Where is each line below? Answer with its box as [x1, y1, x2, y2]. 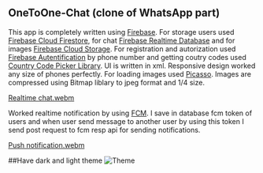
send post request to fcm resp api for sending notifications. [8, 125, 201, 134]
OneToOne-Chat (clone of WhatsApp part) [8, 6, 220, 20]
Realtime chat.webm [8, 92, 75, 102]
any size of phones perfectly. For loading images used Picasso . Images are [8, 69, 252, 78]
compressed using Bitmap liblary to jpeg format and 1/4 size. [8, 77, 205, 87]
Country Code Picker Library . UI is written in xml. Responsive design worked [8, 61, 256, 70]
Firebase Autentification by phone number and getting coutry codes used [8, 52, 246, 62]
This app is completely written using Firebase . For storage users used [8, 27, 235, 36]
